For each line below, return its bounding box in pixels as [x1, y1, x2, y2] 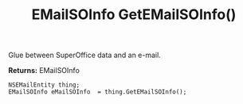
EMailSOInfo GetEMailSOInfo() [31, 6, 237, 24]
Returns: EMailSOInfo [8, 66, 80, 75]
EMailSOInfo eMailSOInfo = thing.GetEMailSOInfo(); [8, 88, 187, 96]
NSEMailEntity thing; [8, 81, 80, 89]
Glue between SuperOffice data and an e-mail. [8, 50, 161, 60]
